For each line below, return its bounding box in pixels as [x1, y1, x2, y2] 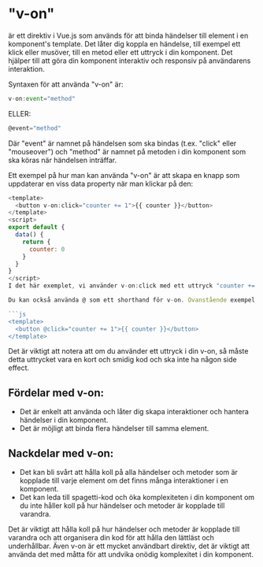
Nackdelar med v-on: [8, 447, 114, 460]
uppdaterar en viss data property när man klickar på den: [8, 179, 194, 188]
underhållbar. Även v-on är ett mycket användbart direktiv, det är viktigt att [8, 541, 250, 551]
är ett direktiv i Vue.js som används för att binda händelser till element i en [8, 31, 249, 40]
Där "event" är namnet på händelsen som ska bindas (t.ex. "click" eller [8, 139, 237, 148]
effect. [8, 363, 30, 372]
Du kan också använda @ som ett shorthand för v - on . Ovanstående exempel [8, 296, 256, 304]
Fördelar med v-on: [8, 386, 105, 399]
